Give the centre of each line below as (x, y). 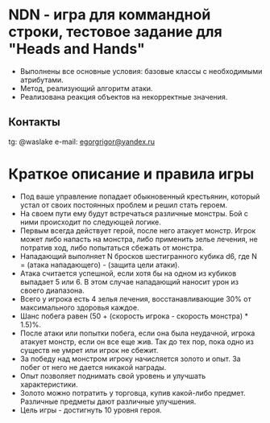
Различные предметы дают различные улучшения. (108, 401)
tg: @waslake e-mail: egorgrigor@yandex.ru (82, 142)
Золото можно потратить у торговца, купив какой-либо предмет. (133, 392)
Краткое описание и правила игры (131, 174)
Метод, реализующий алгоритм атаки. (86, 88)
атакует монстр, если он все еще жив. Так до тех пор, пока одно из (137, 341)
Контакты (34, 122)
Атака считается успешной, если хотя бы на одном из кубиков (128, 273)
